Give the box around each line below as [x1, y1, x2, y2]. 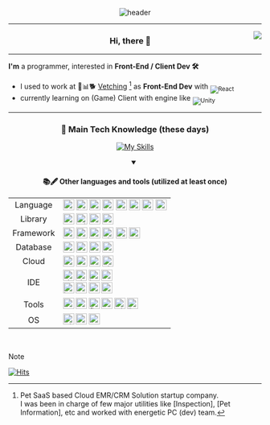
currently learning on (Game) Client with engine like [19, 93, 191, 102]
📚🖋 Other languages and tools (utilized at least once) [43, 176, 227, 186]
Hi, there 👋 [109, 35, 151, 46]
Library [19, 213, 47, 225]
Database [15, 241, 52, 253]
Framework [12, 228, 55, 239]
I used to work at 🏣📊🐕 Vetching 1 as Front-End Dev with [19, 80, 209, 91]
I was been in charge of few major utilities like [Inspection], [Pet [19, 399, 231, 409]
